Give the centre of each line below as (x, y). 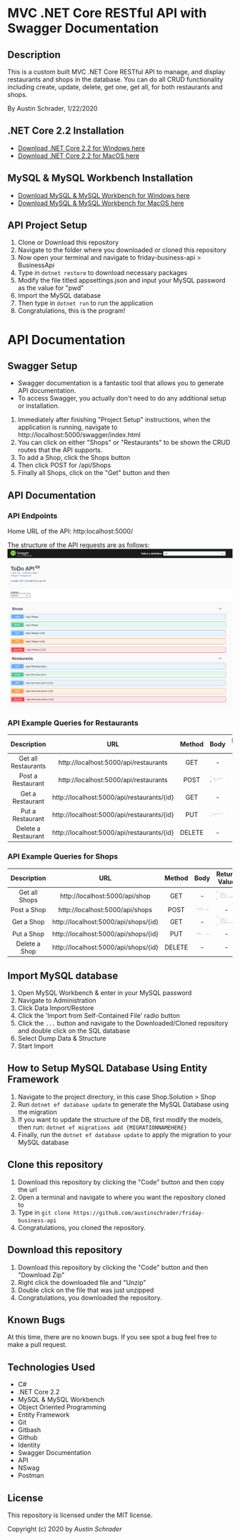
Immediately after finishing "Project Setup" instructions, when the (114, 420)
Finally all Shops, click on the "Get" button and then (94, 473)
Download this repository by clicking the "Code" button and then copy (121, 1182)
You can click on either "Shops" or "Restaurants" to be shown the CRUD (124, 442)
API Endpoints (32, 516)
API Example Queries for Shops (63, 856)
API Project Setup (47, 225)
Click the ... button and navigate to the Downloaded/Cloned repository (123, 1024)
